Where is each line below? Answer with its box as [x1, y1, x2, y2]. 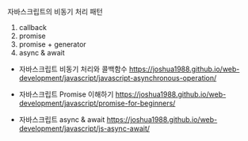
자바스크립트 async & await [18, 115, 105, 124]
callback [18, 23, 47, 32]
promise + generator [18, 40, 86, 49]
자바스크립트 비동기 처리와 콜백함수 [18, 64, 128, 74]
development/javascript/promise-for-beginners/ [18, 98, 176, 108]
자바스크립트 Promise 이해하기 [18, 90, 114, 99]
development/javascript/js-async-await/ [18, 124, 151, 133]
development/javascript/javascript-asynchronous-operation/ [18, 74, 217, 82]
